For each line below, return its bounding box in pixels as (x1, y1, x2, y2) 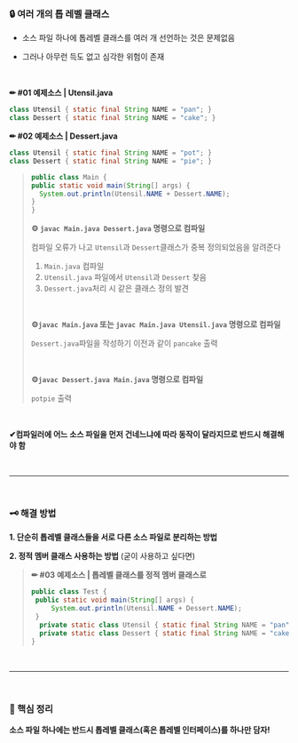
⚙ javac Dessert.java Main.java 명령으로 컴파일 (30, 374, 204, 385)
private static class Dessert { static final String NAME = (39, 628, 266, 637)
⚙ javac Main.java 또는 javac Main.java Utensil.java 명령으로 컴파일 (30, 319, 281, 330)
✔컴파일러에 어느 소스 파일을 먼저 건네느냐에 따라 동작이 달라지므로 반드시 (9, 429, 262, 440)
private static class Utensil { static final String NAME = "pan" (39, 620, 290, 629)
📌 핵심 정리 (9, 702, 53, 715)
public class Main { (30, 172, 107, 181)
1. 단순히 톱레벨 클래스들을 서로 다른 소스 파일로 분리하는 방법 (9, 531, 217, 543)
